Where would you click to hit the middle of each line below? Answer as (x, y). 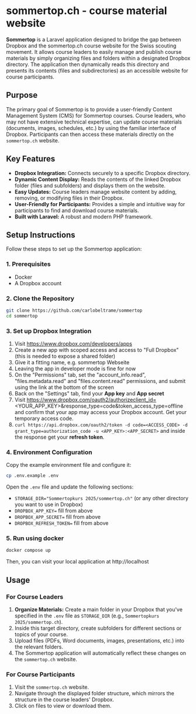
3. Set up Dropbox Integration (49, 331)
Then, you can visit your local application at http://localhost (78, 562)
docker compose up (28, 551)
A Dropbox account (38, 283)
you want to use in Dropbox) (49, 504)
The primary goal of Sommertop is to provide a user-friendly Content (89, 109)
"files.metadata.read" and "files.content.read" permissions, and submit (100, 381)
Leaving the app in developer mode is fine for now (75, 369)
